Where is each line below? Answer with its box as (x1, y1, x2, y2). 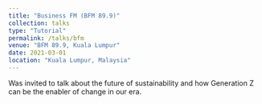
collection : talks (8, 19, 70, 27)
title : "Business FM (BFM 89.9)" (8, 11, 121, 20)
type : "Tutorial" (8, 26, 67, 34)
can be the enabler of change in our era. (8, 86, 142, 96)
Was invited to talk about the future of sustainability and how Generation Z (8, 78, 255, 88)
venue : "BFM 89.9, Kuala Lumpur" (8, 42, 121, 50)
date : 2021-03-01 (8, 49, 67, 57)
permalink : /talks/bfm (8, 34, 84, 42)
